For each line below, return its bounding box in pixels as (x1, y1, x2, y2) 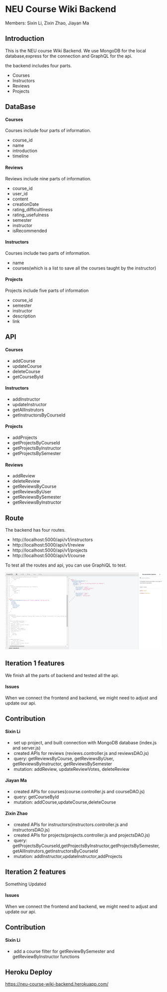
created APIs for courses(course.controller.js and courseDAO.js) (13, 788, 145, 794)
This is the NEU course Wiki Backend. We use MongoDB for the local (5, 47, 146, 53)
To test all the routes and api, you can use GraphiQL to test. (5, 562, 127, 568)
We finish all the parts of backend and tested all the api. (5, 672, 119, 678)
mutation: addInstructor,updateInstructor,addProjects (13, 853, 123, 859)
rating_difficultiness (12, 206, 53, 212)
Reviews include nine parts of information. (5, 175, 92, 181)
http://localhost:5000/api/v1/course (12, 552, 85, 559)
